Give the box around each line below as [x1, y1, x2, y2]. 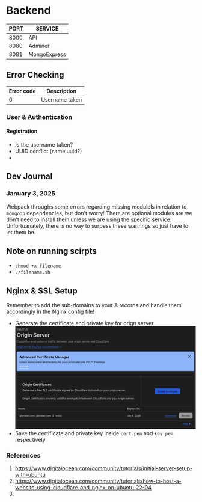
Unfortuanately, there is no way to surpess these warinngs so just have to [6, 222, 189, 229]
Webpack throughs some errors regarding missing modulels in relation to [6, 203, 187, 210]
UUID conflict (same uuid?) [14, 147, 82, 155]
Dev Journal [6, 171, 53, 182]
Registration [6, 127, 38, 135]
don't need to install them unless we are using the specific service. [6, 216, 172, 223]
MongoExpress [28, 51, 66, 58]
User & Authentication [6, 112, 73, 121]
